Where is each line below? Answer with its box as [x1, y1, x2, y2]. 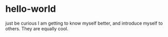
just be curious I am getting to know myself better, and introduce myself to [5, 20, 163, 26]
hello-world [5, 3, 57, 15]
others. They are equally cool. [5, 25, 68, 31]
